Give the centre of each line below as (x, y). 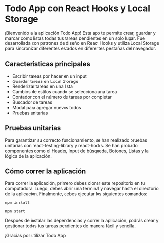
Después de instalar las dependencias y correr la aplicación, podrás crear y (82, 221)
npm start (15, 211)
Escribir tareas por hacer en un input (49, 76)
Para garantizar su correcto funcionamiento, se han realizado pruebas (76, 140)
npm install (17, 203)
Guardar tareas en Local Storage (45, 81)
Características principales (48, 64)
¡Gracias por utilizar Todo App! (36, 236)
